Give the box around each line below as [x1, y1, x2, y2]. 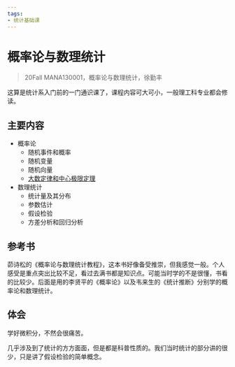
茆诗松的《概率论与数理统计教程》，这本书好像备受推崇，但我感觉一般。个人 [7, 260, 225, 269]
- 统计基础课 [7, 17, 40, 24]
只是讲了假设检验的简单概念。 [19, 352, 106, 361]
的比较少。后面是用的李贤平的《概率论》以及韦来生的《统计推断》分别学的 [7, 278, 222, 287]
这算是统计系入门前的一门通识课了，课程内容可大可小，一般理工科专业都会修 [7, 88, 228, 96]
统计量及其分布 [27, 192, 71, 200]
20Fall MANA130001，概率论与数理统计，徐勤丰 [24, 73, 163, 82]
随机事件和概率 [27, 148, 71, 157]
